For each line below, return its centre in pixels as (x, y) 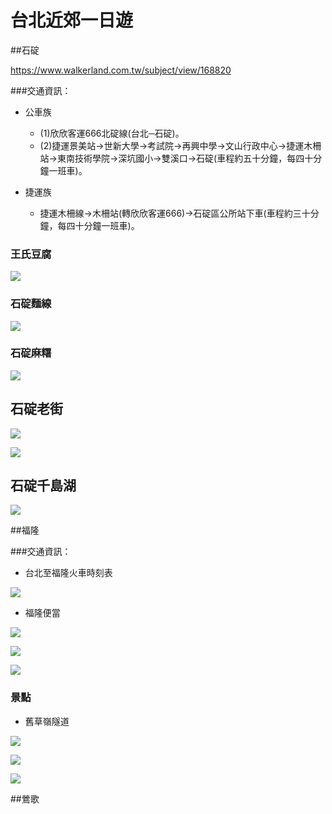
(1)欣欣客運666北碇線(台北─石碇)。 (112, 133)
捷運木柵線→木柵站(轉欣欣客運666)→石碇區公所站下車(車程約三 (170, 213)
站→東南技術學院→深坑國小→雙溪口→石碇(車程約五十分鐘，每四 (172, 158)
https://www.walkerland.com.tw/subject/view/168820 (121, 70)
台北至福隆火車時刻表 (68, 573)
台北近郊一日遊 (72, 20)
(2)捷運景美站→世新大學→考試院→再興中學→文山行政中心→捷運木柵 (180, 145)
